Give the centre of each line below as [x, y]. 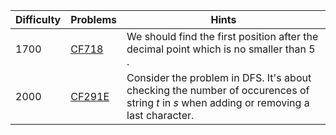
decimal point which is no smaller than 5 [221, 49]
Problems [94, 19]
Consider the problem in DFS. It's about [219, 77]
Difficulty [38, 19]
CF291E [90, 96]
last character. [160, 115]
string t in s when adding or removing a [218, 102]
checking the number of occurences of [218, 90]
